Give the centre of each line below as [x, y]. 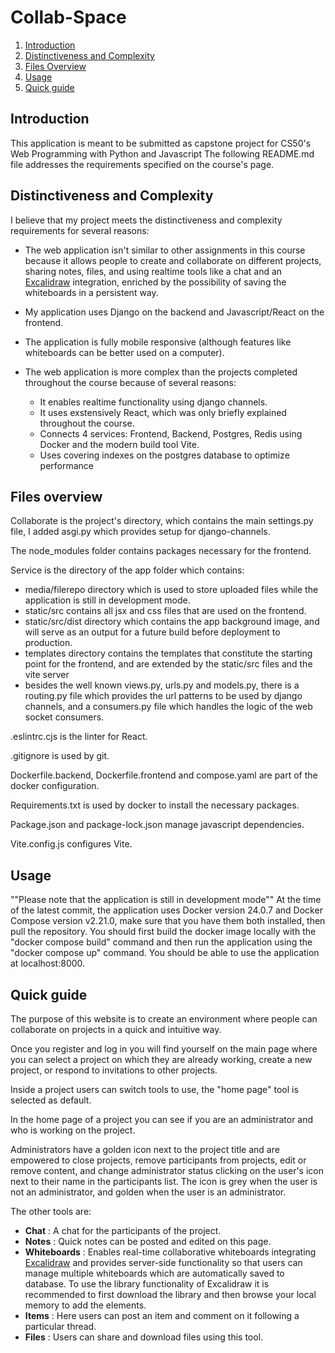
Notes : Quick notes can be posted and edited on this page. [148, 1241]
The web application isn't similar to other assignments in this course [165, 250]
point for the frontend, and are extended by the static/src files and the [168, 664]
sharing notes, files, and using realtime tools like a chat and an [153, 271]
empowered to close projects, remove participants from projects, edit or [158, 1160]
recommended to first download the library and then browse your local [170, 1294]
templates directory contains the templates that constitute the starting [168, 653]
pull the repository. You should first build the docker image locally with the [163, 932]
